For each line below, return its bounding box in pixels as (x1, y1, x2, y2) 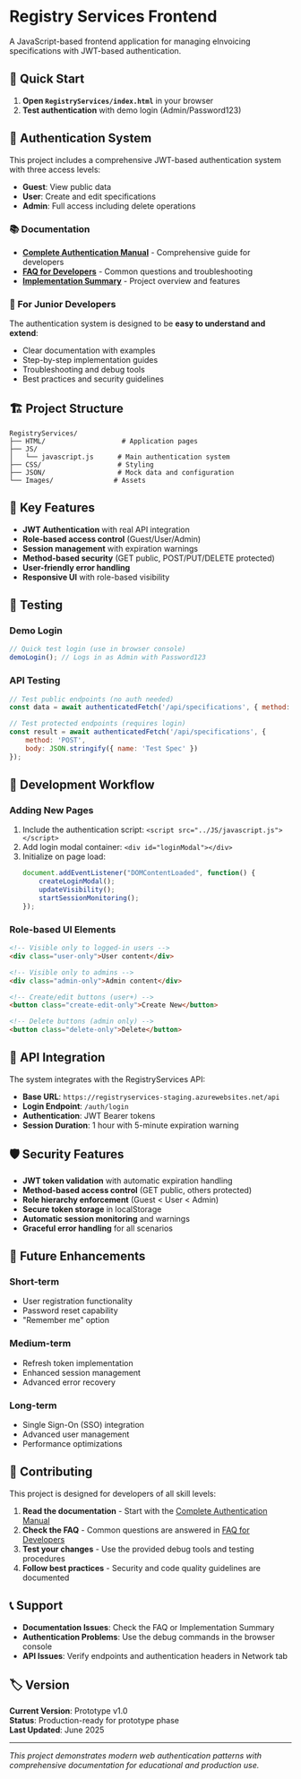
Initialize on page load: (21, 851, 106, 862)
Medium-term (9, 1337, 72, 1350)
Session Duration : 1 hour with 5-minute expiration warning (21, 1120, 239, 1130)
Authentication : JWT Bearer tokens (21, 1110, 156, 1121)
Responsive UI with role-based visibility (21, 572, 170, 582)
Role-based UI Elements (9, 923, 116, 935)
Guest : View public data (21, 181, 112, 192)
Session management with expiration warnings (21, 543, 199, 554)
